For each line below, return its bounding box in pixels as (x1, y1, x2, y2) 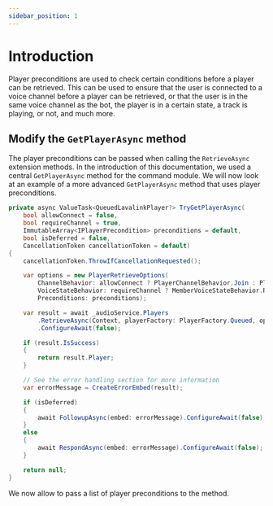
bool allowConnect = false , (23, 212, 118, 220)
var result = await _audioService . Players (23, 308, 169, 317)
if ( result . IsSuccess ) (23, 338, 100, 347)
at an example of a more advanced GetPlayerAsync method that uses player (8, 180, 261, 190)
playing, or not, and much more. (8, 108, 115, 118)
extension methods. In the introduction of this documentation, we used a (8, 162, 252, 172)
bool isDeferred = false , (23, 233, 111, 242)
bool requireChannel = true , (23, 219, 122, 228)
